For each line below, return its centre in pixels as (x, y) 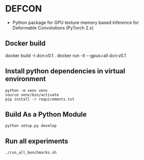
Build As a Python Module (46, 114)
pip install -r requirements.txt (40, 99)
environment (25, 79)
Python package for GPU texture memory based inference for (76, 22)
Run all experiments (37, 141)
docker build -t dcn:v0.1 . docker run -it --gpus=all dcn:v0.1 (66, 55)
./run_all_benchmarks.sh (31, 153)
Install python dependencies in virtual (65, 71)
